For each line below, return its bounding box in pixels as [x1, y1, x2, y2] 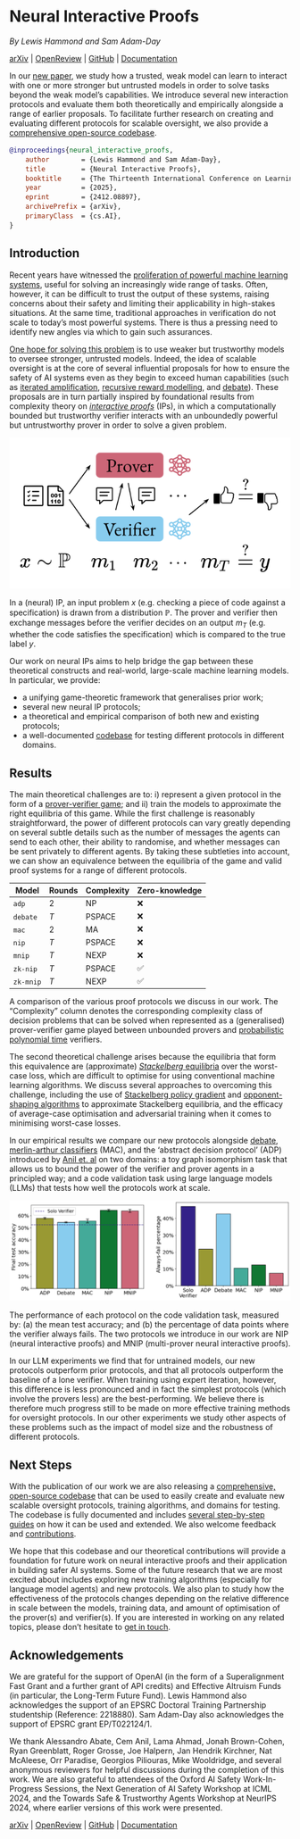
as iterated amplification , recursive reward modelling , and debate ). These [9, 381, 279, 392]
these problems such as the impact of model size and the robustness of [9, 1422, 274, 1433]
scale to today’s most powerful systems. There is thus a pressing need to [9, 317, 279, 328]
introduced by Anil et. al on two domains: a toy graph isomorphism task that [9, 1153, 287, 1164]
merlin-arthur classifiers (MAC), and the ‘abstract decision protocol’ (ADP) [9, 1144, 283, 1155]
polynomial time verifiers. [9, 1034, 103, 1044]
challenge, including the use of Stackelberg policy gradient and [9, 1089, 242, 1100]
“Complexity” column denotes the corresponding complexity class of [9, 1005, 263, 1016]
